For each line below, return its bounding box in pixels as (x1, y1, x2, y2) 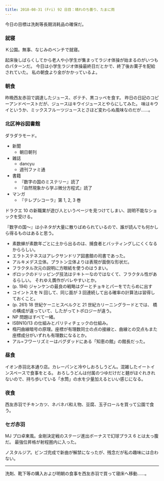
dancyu (19, 160, 35, 166)
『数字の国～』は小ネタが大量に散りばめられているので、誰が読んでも (5, 224, 146, 230)
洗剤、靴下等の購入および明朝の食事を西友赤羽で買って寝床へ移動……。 (5, 471, 149, 477)
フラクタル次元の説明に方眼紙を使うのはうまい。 (12, 265, 111, 271)
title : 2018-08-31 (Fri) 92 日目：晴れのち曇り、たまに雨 (5, 7, 115, 12)
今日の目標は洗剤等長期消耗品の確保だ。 (5, 21, 86, 27)
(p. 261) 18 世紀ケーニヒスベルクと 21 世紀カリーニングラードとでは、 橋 (12, 301, 158, 307)
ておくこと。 (12, 296, 38, 301)
